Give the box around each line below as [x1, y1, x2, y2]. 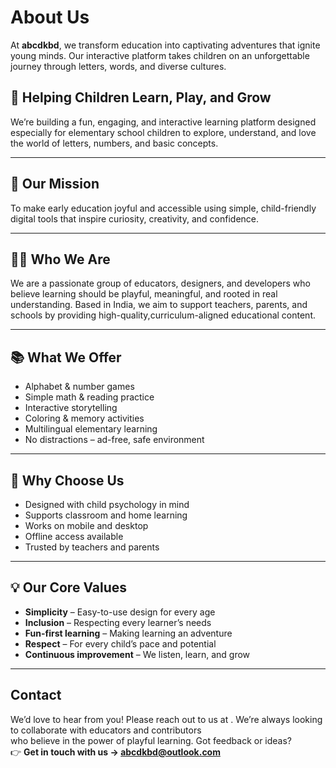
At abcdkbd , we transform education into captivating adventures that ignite [10, 39, 321, 51]
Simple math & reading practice [24, 391, 155, 403]
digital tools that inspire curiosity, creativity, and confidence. [10, 212, 260, 225]
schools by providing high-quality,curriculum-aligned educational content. [10, 309, 317, 321]
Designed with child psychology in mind [24, 499, 190, 510]
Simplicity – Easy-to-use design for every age [24, 606, 216, 618]
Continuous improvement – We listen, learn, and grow [24, 648, 251, 660]
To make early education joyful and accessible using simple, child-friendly [10, 202, 317, 214]
